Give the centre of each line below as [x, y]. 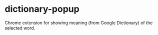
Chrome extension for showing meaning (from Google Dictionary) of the [79, 23]
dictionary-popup [42, 9]
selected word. [20, 28]
